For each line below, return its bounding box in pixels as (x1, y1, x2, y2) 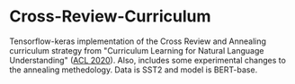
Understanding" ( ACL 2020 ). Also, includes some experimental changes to (9, 55, 286, 65)
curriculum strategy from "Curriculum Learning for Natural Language (9, 45, 264, 55)
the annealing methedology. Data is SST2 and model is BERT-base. (9, 64, 258, 75)
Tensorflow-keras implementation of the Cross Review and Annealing (9, 36, 267, 46)
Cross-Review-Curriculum (9, 6, 211, 27)
